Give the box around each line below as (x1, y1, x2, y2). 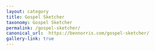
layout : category (6, 8, 49, 15)
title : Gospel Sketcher (6, 14, 65, 20)
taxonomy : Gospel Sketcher (6, 19, 73, 25)
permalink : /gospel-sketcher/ (6, 25, 81, 31)
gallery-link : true (6, 36, 54, 42)
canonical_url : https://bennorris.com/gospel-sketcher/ (6, 30, 150, 36)
